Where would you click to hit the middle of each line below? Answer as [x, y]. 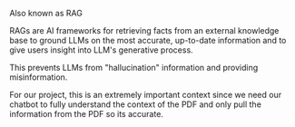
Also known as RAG [46, 13]
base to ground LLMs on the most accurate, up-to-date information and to [148, 40]
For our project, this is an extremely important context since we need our [146, 95]
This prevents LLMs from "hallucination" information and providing [134, 68]
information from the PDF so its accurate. [86, 114]
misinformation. [39, 77]
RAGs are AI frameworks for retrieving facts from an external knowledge [144, 30]
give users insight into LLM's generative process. [101, 50]
